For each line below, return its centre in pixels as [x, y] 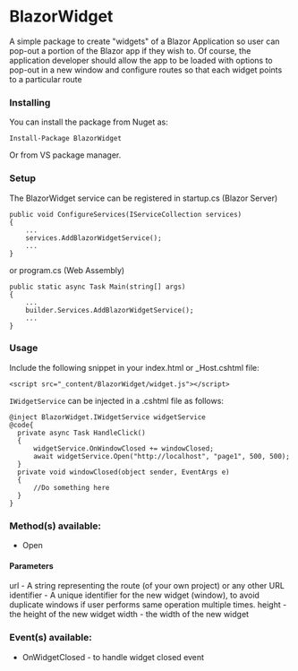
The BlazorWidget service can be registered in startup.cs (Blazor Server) [144, 198]
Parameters [31, 565]
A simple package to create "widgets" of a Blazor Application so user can [145, 41]
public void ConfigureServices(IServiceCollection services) [126, 214]
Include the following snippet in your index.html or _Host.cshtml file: [134, 367]
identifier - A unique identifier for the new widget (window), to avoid [134, 595]
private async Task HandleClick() [81, 433]
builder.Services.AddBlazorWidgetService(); [110, 310]
